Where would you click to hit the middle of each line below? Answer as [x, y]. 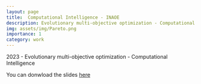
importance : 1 [24, 34]
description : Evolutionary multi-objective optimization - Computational [101, 23]
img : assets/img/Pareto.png [42, 28]
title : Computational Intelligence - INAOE [63, 17]
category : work [25, 40]
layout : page [23, 12]
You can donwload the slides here [48, 75]
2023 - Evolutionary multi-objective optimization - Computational [87, 57]
